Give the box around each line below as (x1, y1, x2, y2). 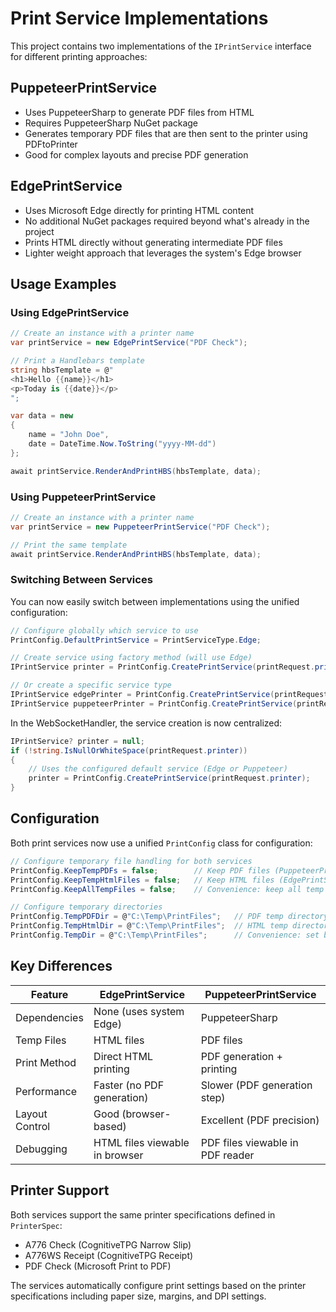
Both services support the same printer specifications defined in (10, 1208, 276, 1221)
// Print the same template (10, 540, 128, 550)
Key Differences (10, 958, 113, 975)
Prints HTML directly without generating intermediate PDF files (24, 236, 283, 248)
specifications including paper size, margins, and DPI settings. (10, 1290, 267, 1302)
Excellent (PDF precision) (200, 1113, 320, 1127)
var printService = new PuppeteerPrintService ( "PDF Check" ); (10, 522, 271, 532)
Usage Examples (10, 275, 117, 292)
